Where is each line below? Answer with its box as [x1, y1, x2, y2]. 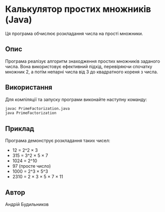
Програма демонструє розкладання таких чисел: [5, 138, 110, 144]
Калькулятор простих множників [5, 3, 152, 15]
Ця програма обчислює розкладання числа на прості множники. [5, 30, 143, 36]
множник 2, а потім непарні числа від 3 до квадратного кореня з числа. [5, 69, 158, 75]
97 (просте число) [12, 163, 51, 169]
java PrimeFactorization [5, 110, 57, 115]
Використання [5, 83, 53, 92]
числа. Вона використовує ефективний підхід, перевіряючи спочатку [5, 63, 153, 69]
